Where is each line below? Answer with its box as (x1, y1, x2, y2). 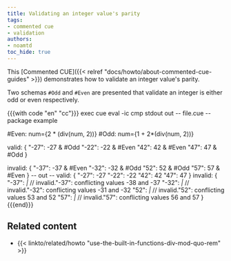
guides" (7, 75, 30, 83)
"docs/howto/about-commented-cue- (104, 67, 212, 76)
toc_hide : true (7, 49, 51, 56)
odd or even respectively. (7, 95, 79, 104)
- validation (7, 29, 45, 37)
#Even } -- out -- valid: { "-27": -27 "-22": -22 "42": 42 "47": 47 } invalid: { (7, 171, 218, 180)
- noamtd (7, 42, 32, 49)
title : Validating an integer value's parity (7, 10, 140, 17)
